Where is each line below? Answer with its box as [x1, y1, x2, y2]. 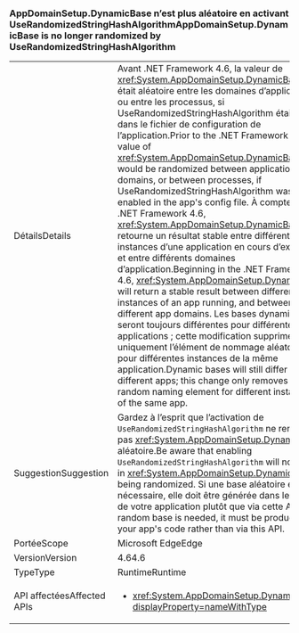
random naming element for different [117, 386, 271, 399]
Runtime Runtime [117, 566, 187, 579]
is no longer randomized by [41, 29, 162, 42]
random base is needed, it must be [117, 512, 263, 524]
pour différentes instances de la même [117, 352, 279, 365]
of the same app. [117, 397, 189, 409]
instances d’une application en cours [117, 241, 271, 253]
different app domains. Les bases [117, 308, 257, 320]
